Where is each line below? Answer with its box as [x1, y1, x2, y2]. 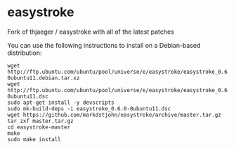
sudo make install [7, 136, 61, 143]
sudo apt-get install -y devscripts [7, 99, 114, 106]
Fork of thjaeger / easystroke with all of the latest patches [7, 27, 174, 36]
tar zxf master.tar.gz [7, 117, 74, 124]
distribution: [7, 48, 42, 57]
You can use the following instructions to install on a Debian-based [7, 41, 201, 49]
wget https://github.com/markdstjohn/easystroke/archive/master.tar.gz [7, 111, 221, 118]
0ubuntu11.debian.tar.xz [7, 74, 80, 82]
